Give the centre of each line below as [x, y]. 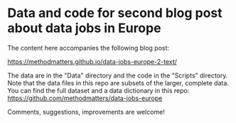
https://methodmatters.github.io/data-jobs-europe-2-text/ [92, 61]
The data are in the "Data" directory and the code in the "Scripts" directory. [118, 75]
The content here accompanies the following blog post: [88, 48]
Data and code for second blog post [115, 13]
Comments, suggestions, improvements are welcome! [86, 112]
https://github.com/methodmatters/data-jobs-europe [85, 98]
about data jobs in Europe [84, 28]
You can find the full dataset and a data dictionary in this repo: [98, 90]
